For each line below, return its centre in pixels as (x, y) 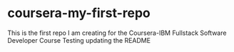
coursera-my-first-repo (79, 13)
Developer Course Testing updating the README (79, 40)
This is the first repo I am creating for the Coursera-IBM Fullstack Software (117, 33)
